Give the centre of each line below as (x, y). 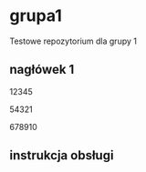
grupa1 (36, 16)
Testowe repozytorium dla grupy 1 (73, 41)
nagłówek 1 (42, 70)
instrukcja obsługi (62, 156)
